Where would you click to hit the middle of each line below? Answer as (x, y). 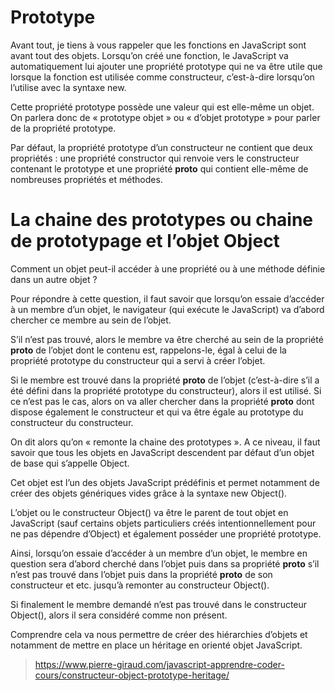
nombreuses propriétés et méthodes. (86, 179)
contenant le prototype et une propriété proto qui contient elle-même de (159, 168)
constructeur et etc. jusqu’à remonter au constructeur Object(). (140, 585)
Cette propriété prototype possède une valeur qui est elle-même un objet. (162, 107)
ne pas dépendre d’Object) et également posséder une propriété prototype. (166, 533)
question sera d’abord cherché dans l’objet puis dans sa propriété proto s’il (165, 563)
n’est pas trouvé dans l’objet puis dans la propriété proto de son (141, 574)
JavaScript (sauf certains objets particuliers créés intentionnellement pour (163, 523)
